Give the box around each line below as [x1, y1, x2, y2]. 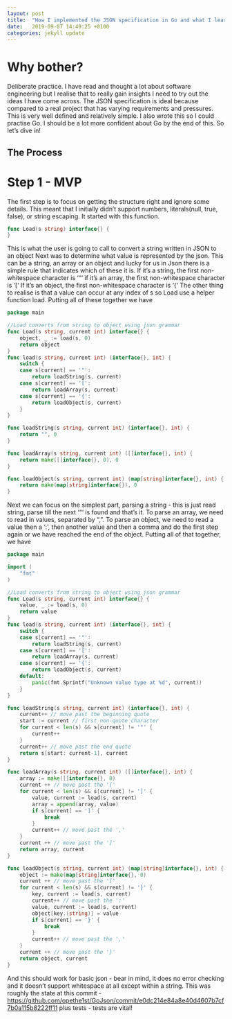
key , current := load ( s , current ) [32, 891, 131, 898]
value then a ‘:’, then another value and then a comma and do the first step [7, 523, 219, 531]
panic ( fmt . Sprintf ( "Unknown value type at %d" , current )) [32, 679, 202, 686]
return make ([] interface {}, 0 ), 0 [19, 456, 119, 463]
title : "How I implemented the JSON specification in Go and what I [7, 17, 212, 24]
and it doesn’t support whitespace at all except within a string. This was [7, 982, 211, 990]
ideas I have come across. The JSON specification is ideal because [7, 97, 199, 105]
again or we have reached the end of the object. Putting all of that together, [7, 530, 221, 539]
